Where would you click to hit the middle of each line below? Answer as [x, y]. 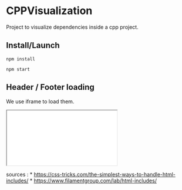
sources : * [19, 174]
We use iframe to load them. [40, 101]
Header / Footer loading [50, 87]
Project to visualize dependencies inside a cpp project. [73, 27]
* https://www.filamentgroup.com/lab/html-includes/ [93, 181]
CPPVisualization [49, 11]
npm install [21, 59]
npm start [18, 69]
